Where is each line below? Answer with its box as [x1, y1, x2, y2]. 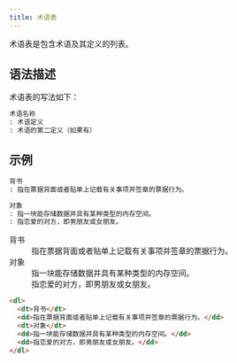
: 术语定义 [9, 118, 44, 127]
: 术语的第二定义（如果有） [9, 126, 97, 135]
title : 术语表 [9, 12, 57, 22]
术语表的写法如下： [9, 92, 80, 103]
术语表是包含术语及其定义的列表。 [9, 38, 134, 49]
